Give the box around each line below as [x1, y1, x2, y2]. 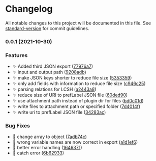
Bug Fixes [5, 122, 30, 129]
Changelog [5, 3, 53, 15]
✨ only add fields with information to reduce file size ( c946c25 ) [12, 81, 146, 87]
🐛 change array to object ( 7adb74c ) [12, 133, 87, 140]
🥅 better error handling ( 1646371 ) [12, 145, 82, 151]
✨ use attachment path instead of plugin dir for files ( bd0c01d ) [12, 98, 144, 104]
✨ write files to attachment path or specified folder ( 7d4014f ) [12, 103, 141, 110]
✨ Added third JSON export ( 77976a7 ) [12, 63, 93, 69]
